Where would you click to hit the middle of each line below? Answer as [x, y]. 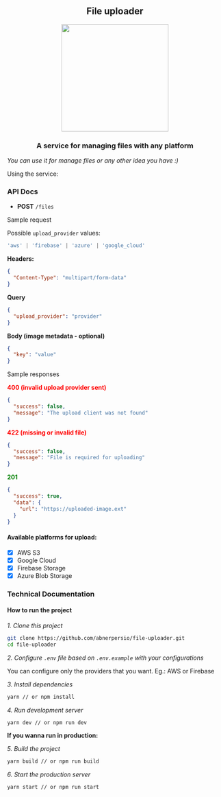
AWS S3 [28, 553]
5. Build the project [34, 749]
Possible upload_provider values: [54, 233]
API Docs [23, 192]
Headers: [21, 259]
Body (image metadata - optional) [56, 336]
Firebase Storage [41, 568]
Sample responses [33, 374]
